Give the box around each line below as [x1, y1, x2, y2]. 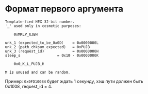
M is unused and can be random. [5, 70, 70, 75]
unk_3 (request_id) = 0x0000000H [5, 49, 99, 54]
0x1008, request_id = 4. [5, 83, 52, 89]
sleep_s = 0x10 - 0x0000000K [5, 53, 99, 58]
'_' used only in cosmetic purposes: [5, 23, 82, 28]
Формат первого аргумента [5, 3, 124, 14]
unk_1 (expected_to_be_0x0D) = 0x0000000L [5, 40, 99, 45]
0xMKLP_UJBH [14, 32, 38, 37]
